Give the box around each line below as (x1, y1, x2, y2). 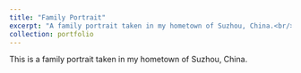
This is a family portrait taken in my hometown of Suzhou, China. (9, 54, 248, 65)
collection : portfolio (9, 29, 94, 38)
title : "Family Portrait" (9, 12, 106, 22)
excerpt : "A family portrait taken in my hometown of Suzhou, (9, 21, 246, 30)
